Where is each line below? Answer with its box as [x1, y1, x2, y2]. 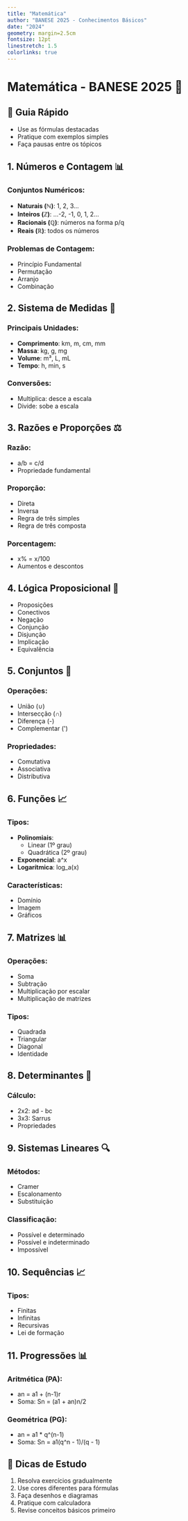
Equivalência [17, 645, 54, 653]
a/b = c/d [17, 459, 44, 467]
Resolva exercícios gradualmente [17, 1476, 112, 1485]
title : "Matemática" [7, 10, 67, 17]
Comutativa [17, 757, 51, 766]
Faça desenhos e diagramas [17, 1491, 99, 1500]
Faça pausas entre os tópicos [17, 140, 102, 148]
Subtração [17, 979, 47, 988]
